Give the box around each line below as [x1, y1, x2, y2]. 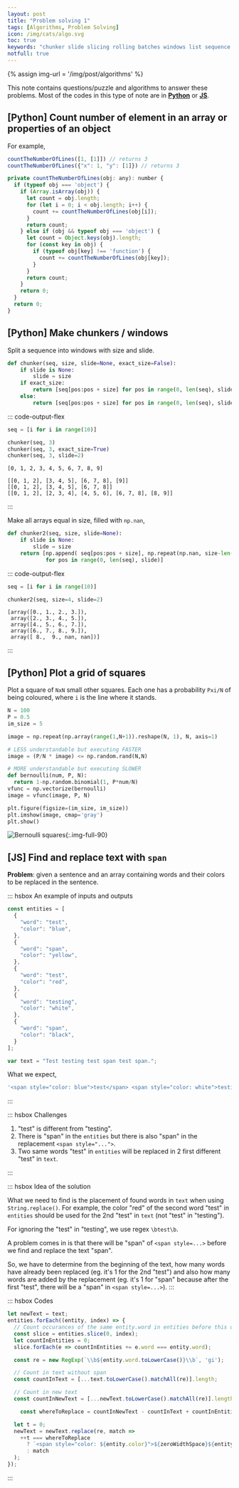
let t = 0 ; [14, 1421, 46, 1428]
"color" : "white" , [20, 1005, 75, 1012]
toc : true [7, 37, 37, 44]
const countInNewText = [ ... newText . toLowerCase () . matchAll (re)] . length [14, 1395, 234, 1403]
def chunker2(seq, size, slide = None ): [7, 530, 122, 538]
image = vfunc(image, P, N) [7, 792, 91, 799]
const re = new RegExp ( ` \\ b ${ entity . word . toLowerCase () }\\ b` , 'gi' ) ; [14, 1356, 225, 1363]
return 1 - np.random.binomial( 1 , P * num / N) [14, 779, 139, 786]
